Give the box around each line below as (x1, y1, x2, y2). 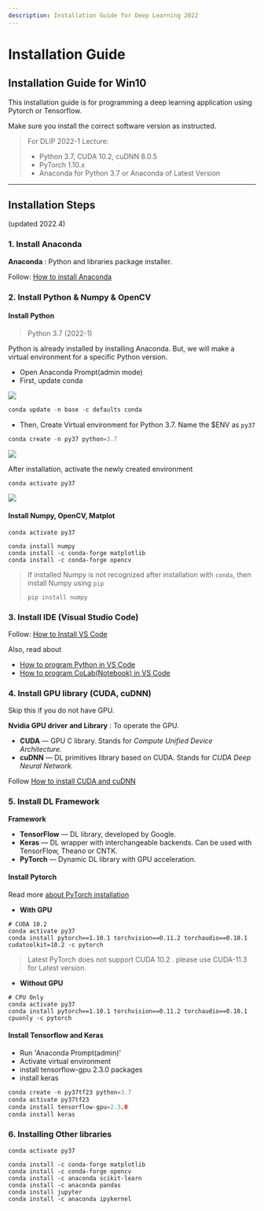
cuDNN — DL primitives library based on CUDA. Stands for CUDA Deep (19, 753, 251, 763)
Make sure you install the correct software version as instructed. (8, 121, 217, 131)
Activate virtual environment (19, 1056, 112, 1066)
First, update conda (19, 375, 83, 385)
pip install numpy (27, 593, 88, 602)
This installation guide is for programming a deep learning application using (8, 98, 253, 107)
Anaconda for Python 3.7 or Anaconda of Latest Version (38, 168, 221, 178)
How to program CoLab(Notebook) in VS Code (19, 668, 170, 677)
